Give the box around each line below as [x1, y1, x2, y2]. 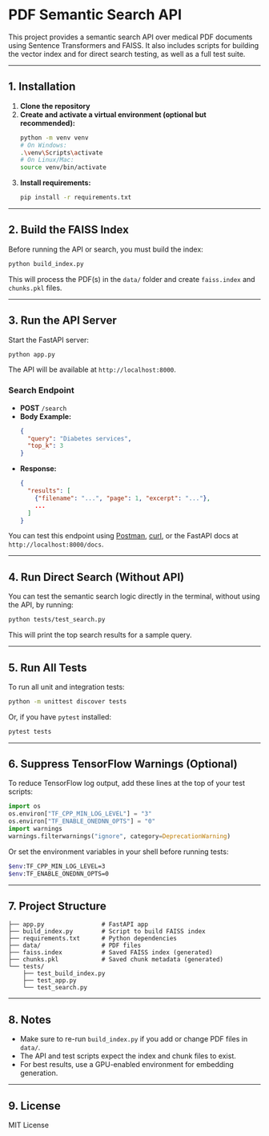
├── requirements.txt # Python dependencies [8, 935, 178, 943]
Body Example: [19, 411, 72, 421]
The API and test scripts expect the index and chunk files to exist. [19, 1051, 236, 1061]
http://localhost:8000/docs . [8, 539, 104, 550]
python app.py [8, 350, 56, 358]
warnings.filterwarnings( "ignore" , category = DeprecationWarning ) [8, 832, 231, 840]
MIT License [8, 1120, 50, 1130]
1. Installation [8, 80, 76, 94]
